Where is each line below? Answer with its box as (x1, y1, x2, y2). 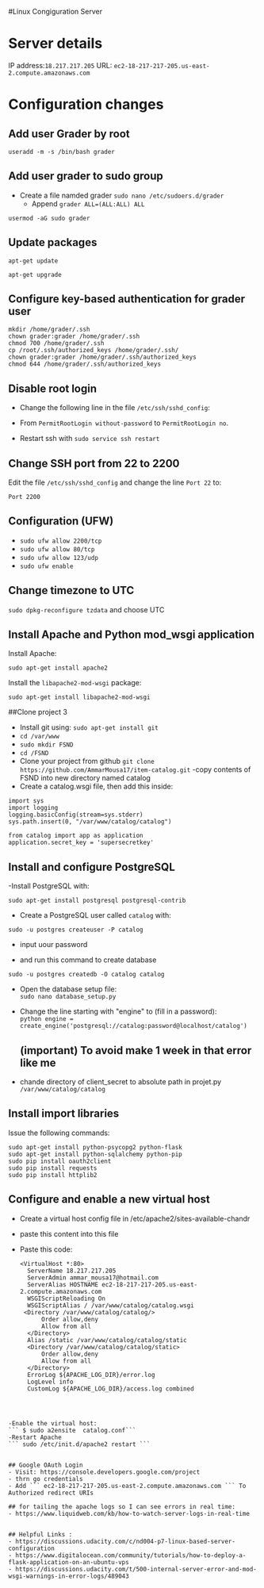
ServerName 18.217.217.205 (27, 1267, 117, 1275)
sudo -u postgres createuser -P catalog (8, 926, 144, 934)
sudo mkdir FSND (19, 741, 74, 749)
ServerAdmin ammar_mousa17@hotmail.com (27, 1273, 159, 1282)
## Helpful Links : (8, 1530, 73, 1538)
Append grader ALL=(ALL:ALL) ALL (31, 198, 145, 209)
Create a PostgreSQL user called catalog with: (19, 911, 172, 920)
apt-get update (8, 257, 59, 265)
